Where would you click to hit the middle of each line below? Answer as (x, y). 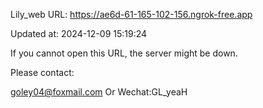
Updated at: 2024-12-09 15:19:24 (79, 33)
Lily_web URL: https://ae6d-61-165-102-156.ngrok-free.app (131, 14)
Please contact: (42, 72)
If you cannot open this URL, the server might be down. (124, 53)
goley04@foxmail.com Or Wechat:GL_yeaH (99, 92)
